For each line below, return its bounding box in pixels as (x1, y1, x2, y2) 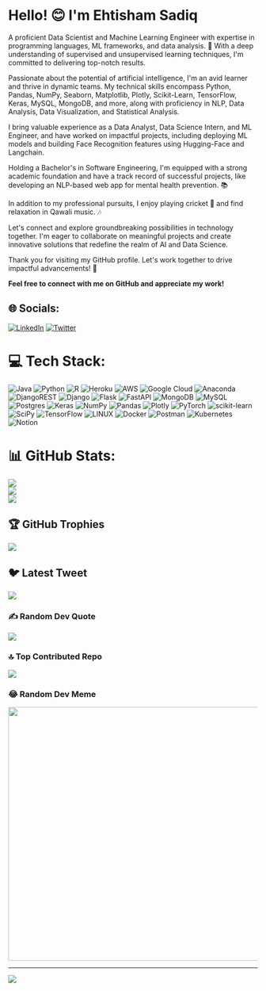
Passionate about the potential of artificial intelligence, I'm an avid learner (8, 73, 248, 82)
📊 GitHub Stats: (8, 446, 116, 465)
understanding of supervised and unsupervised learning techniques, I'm (8, 49, 244, 59)
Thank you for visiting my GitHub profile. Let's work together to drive (8, 254, 233, 264)
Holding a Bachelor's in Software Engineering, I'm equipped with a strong (8, 163, 248, 172)
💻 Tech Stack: (8, 352, 106, 370)
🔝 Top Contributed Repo (8, 651, 103, 662)
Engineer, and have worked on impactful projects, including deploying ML (8, 130, 248, 140)
